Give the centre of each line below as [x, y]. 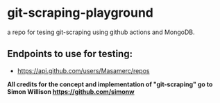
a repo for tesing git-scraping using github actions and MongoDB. [101, 32]
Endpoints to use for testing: [70, 54]
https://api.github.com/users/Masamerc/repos [83, 70]
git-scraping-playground [81, 13]
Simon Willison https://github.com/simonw [71, 91]
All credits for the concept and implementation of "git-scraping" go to [110, 84]
